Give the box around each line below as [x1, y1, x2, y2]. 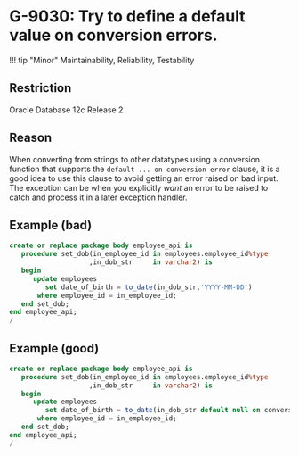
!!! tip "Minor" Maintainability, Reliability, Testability [9, 54, 195, 65]
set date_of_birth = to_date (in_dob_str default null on [44, 406, 261, 415]
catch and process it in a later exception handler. [9, 192, 188, 203]
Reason [9, 130, 53, 145]
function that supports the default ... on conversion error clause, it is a [9, 163, 280, 174]
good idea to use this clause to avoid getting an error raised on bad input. [9, 172, 279, 184]
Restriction [9, 80, 72, 95]
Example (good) [9, 341, 100, 356]
